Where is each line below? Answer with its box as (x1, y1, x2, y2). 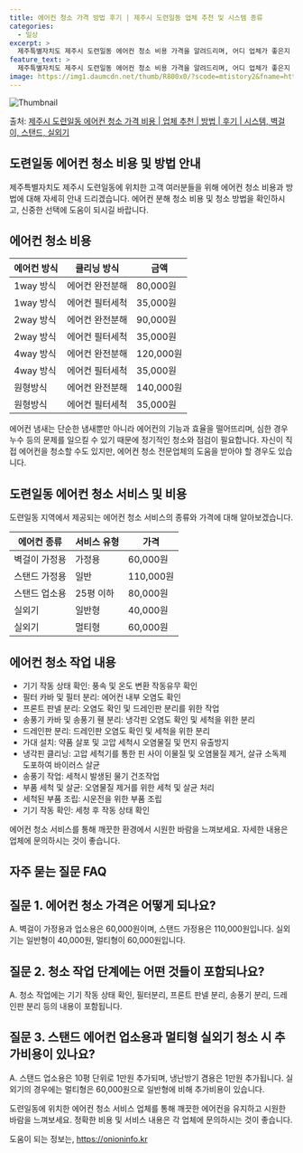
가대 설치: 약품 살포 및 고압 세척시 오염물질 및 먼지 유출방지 (22, 737, 230, 747)
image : (9, 72, 34, 81)
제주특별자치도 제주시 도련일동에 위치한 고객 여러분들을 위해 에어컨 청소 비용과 (9, 182, 284, 193)
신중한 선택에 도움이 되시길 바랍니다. (21, 204, 149, 215)
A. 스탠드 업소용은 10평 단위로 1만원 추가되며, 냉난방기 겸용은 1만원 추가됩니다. (9, 1073, 284, 1083)
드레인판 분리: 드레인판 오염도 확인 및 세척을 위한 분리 (22, 725, 210, 736)
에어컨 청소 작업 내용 (9, 655, 116, 670)
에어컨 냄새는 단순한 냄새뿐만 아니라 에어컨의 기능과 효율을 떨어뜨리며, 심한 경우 (9, 423, 289, 434)
